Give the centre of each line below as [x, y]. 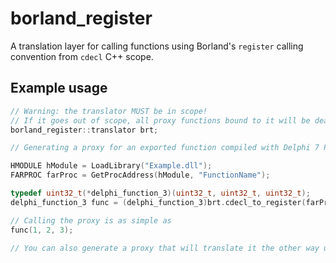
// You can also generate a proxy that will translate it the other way [165, 248]
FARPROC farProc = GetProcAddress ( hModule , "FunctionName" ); [140, 175]
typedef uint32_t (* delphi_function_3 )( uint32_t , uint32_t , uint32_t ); [160, 193]
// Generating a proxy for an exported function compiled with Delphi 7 [165, 148]
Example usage [59, 88]
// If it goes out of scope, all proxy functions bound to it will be [160, 120]
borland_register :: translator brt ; [84, 130]
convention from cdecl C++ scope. [82, 56]
